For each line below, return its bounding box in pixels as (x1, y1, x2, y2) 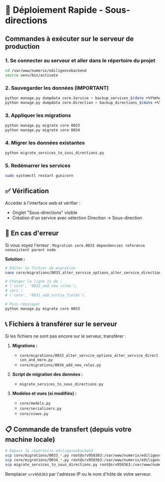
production (5, 42, 40, 51)
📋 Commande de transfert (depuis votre (5, 425, 132, 433)
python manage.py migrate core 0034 (5, 128, 80, 133)
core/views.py (19, 411, 49, 416)
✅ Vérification (5, 187, 49, 195)
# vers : (5, 288, 23, 293)
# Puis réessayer (5, 302, 41, 307)
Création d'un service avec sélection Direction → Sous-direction (12, 214, 142, 221)
